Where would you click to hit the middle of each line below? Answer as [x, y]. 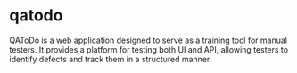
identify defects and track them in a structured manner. [111, 59]
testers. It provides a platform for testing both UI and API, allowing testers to [148, 49]
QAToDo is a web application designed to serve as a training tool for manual [148, 40]
